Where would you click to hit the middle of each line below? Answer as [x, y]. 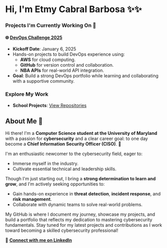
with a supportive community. [44, 81]
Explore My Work [27, 94]
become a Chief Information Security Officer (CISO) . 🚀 [63, 144]
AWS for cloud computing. [48, 60]
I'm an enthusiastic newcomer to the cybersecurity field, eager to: [74, 154]
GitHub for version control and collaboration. [67, 65]
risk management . [32, 199]
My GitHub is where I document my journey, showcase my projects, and [80, 214]
